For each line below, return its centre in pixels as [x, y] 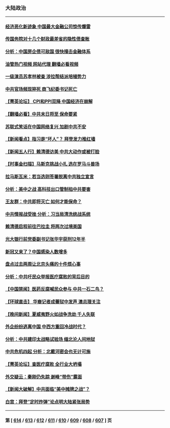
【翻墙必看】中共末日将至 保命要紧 [41, 114]
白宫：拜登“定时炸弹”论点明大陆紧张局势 [48, 401]
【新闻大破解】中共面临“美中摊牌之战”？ [48, 389]
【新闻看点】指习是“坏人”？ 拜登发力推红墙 [50, 139]
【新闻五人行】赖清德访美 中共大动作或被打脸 [52, 151]
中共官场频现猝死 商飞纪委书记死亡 [41, 89]
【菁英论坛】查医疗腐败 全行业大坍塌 [44, 364]
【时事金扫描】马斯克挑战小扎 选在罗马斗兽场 [52, 164]
